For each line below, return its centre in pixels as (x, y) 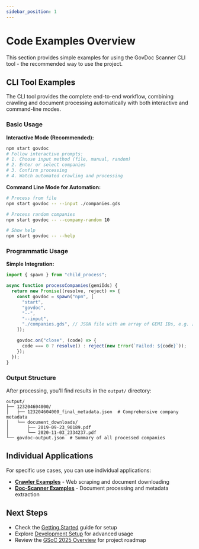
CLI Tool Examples (41, 82)
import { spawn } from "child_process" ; (57, 275)
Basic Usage (25, 125)
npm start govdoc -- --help (41, 236)
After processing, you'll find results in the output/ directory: (79, 390)
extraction (27, 494)
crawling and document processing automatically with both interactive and (97, 103)
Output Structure (31, 378)
